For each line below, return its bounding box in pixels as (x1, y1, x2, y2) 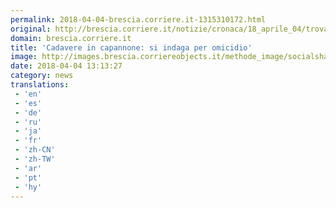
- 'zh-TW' (14, 154, 56, 164)
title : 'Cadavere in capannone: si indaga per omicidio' (10, 42, 253, 53)
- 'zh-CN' (14, 145, 56, 155)
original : (10, 24, 52, 34)
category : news (10, 71, 74, 81)
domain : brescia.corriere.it (10, 33, 132, 43)
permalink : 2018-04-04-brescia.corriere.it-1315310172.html (10, 14, 267, 25)
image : (10, 52, 38, 62)
